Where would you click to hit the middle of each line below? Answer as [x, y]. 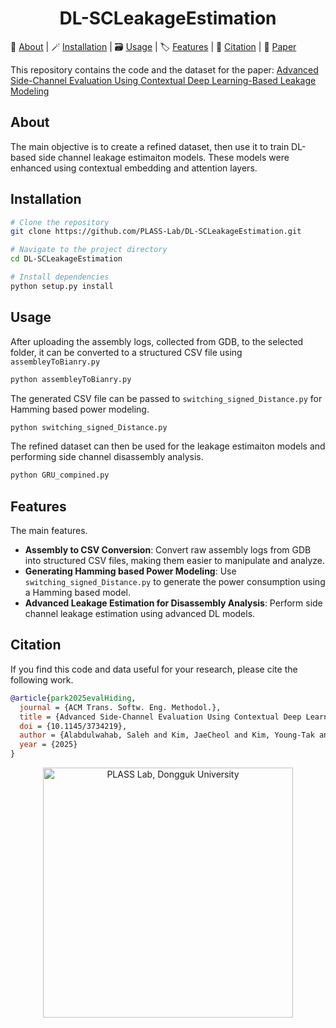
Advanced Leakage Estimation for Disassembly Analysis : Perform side [173, 603]
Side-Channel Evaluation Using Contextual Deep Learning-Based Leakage [163, 80]
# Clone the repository [60, 222]
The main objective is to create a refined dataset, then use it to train [150, 146]
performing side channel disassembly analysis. [107, 457]
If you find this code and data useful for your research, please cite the [154, 669]
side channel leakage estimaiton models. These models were [164, 157]
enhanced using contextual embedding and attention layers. [134, 168]
